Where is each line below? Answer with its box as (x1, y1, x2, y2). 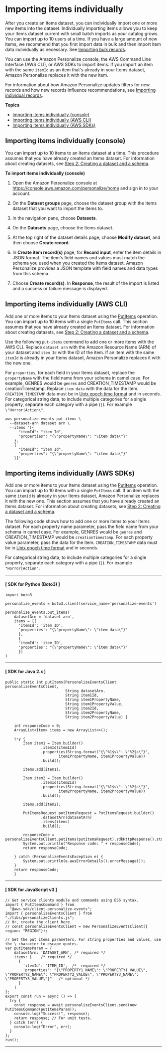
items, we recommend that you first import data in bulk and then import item (5, 41, 161, 47)
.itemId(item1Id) (40, 745, 77, 750)
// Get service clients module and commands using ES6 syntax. (5, 897, 139, 903)
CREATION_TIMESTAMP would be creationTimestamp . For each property (5, 534, 153, 540)
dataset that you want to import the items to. (12, 205, 103, 211)
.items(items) (40, 819, 70, 824)
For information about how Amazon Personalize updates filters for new (5, 81, 150, 88)
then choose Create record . (12, 239, 70, 245)
